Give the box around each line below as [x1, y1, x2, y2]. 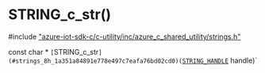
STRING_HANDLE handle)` [182, 56, 258, 65]
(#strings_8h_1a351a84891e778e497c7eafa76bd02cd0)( [8, 57, 182, 65]
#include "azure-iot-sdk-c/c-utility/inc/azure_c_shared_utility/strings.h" [8, 32, 241, 41]
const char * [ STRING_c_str [8, 47, 99, 56]
